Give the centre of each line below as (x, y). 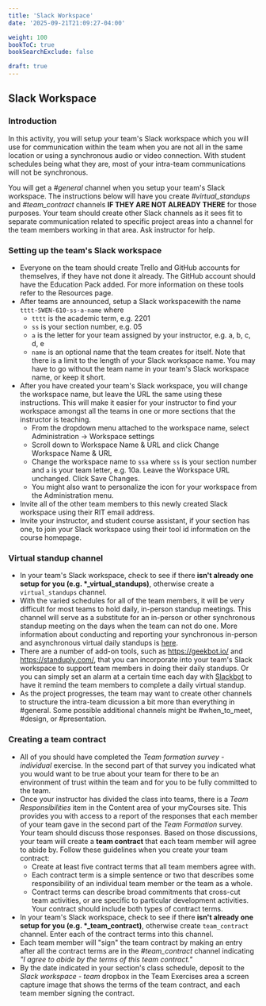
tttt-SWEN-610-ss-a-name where (72, 310)
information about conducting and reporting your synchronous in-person (138, 634)
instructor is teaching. (55, 419)
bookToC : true (32, 44)
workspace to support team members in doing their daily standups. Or (134, 669)
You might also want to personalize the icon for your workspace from (144, 487)
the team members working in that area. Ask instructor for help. (112, 229)
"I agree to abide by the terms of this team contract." (106, 959)
